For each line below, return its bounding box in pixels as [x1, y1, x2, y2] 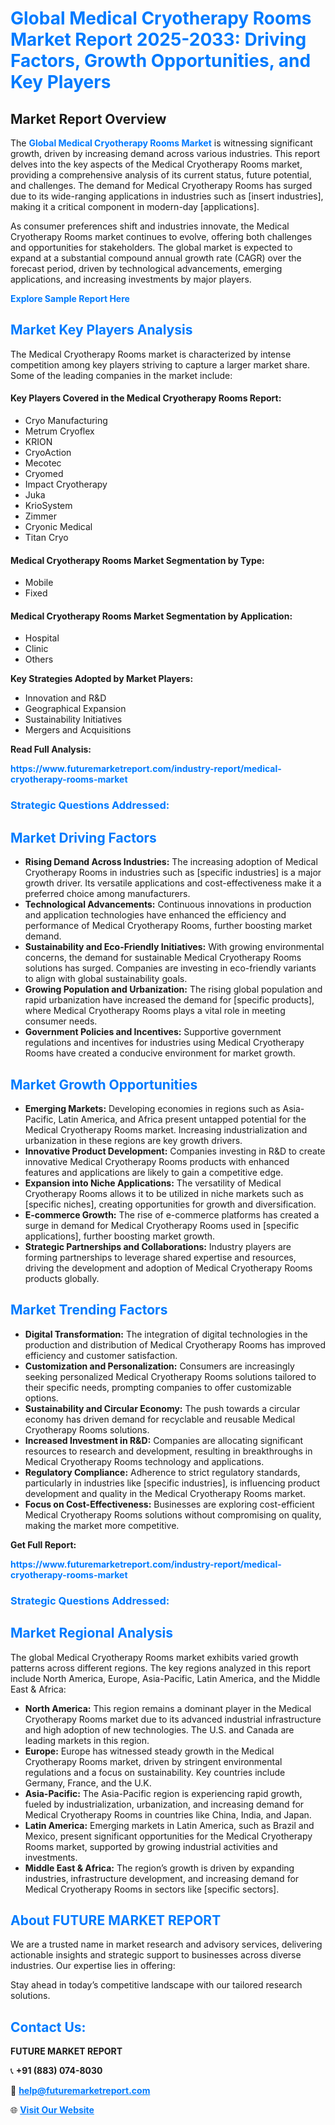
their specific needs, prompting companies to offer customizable [24, 1381, 292, 1393]
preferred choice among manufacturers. [24, 888, 191, 900]
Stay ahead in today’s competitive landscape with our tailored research [10, 1979, 303, 1991]
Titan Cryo [24, 532, 69, 544]
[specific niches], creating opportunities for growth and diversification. [24, 1198, 317, 1210]
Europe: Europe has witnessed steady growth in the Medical [24, 1745, 275, 1757]
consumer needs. [24, 1015, 98, 1027]
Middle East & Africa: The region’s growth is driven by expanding [24, 1862, 295, 1874]
